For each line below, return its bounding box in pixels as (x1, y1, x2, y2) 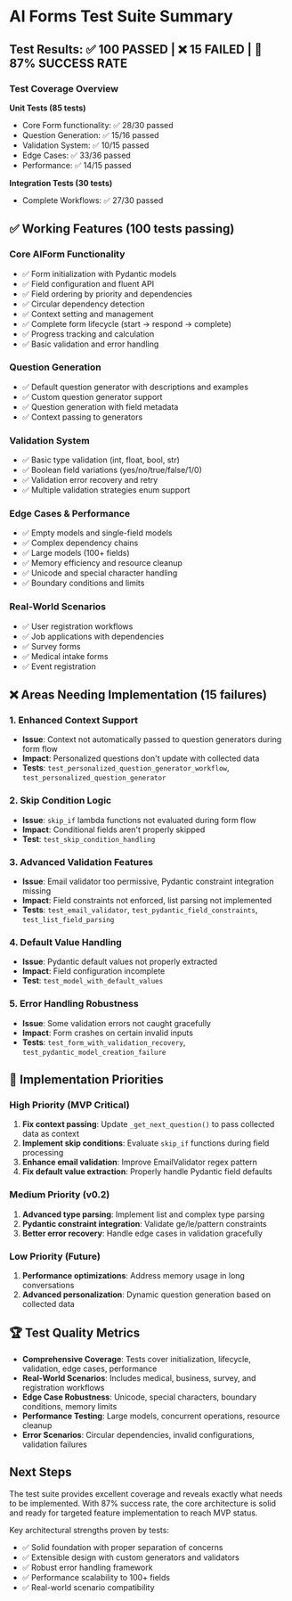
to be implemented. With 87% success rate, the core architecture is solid (9, 1498, 277, 1508)
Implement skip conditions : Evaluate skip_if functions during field (21, 1138, 270, 1148)
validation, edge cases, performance (21, 1363, 158, 1374)
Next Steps (9, 1465, 72, 1480)
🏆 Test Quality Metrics (9, 1326, 141, 1341)
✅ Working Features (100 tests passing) (9, 221, 235, 237)
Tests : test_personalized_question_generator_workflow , (21, 763, 230, 773)
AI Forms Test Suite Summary (9, 6, 233, 27)
